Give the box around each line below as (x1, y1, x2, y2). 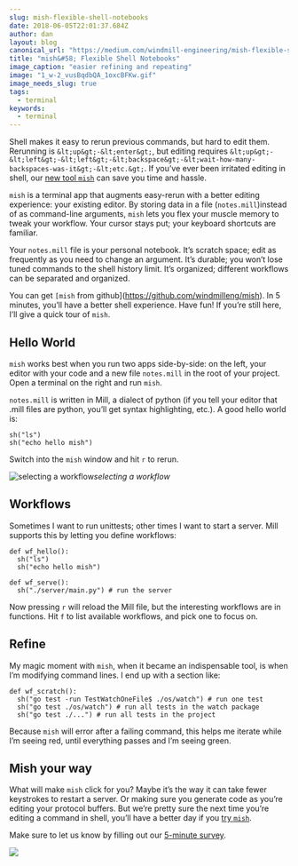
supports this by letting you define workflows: (9, 529, 177, 540)
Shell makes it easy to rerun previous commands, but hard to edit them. (9, 137, 271, 147)
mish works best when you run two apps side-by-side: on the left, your (9, 358, 267, 369)
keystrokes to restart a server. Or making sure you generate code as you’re (9, 794, 284, 805)
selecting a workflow (93, 471, 170, 481)
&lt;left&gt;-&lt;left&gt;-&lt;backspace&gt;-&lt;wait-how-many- (9, 155, 255, 164)
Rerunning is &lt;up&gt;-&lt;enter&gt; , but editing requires (9, 146, 229, 156)
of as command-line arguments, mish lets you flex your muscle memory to (9, 209, 279, 219)
